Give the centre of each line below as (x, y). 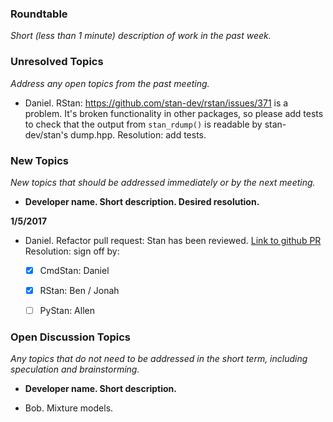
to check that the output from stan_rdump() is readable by (143, 124)
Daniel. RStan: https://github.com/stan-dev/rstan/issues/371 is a (156, 103)
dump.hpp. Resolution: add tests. (138, 134)
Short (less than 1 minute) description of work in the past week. (141, 36)
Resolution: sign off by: (72, 251)
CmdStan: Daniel (74, 270)
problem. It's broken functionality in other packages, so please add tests (174, 113)
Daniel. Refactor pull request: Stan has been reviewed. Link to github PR (173, 240)
